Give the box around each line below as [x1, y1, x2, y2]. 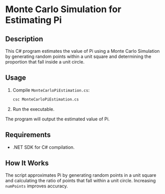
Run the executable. [12, 106, 55, 112]
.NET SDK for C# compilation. [12, 144, 75, 150]
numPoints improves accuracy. [5, 183, 69, 189]
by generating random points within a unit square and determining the [5, 53, 151, 59]
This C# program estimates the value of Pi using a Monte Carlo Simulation [5, 48, 160, 54]
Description [5, 35, 43, 43]
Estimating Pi [5, 14, 62, 26]
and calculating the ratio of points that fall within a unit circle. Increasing [5, 178, 156, 184]
